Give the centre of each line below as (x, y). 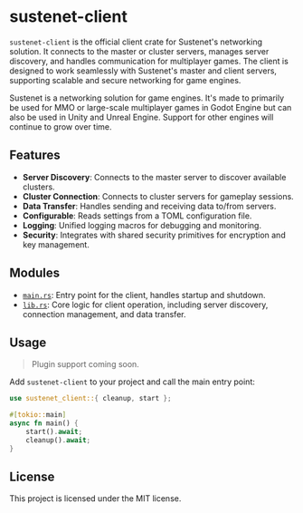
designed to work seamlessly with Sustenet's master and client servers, (143, 71)
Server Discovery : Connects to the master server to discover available (154, 177)
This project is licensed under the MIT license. (95, 498)
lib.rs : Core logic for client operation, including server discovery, (145, 305)
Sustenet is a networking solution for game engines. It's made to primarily (147, 98)
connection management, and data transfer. (104, 314)
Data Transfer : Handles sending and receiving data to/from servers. (149, 206)
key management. (56, 244)
